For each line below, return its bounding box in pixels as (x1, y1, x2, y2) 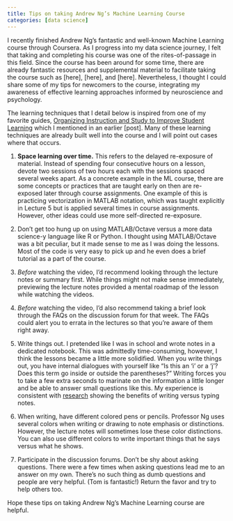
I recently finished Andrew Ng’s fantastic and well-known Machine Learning (7, 36, 225, 44)
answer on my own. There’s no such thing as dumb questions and (17, 470, 206, 478)
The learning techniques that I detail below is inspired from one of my (7, 109, 207, 117)
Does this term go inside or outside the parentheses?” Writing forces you (17, 369, 226, 377)
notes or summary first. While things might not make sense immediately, (17, 275, 225, 283)
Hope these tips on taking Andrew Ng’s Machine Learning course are (7, 498, 205, 506)
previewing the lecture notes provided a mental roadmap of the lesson (17, 282, 219, 291)
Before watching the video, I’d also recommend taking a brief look (17, 303, 207, 312)
